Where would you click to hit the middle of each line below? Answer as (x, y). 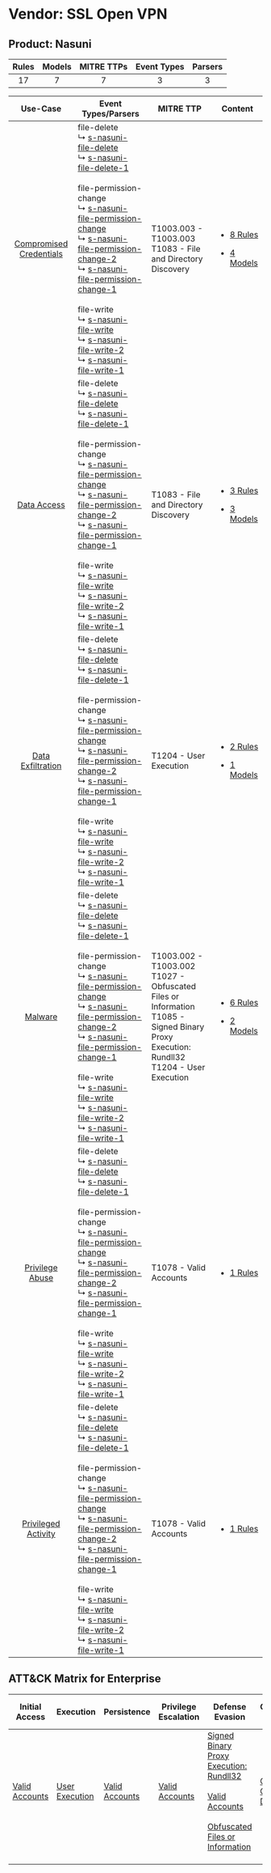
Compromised (41, 244)
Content (238, 108)
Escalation (179, 1717)
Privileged (41, 1524)
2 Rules (244, 747)
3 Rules (244, 491)
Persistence (127, 1711)
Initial (31, 1706)
